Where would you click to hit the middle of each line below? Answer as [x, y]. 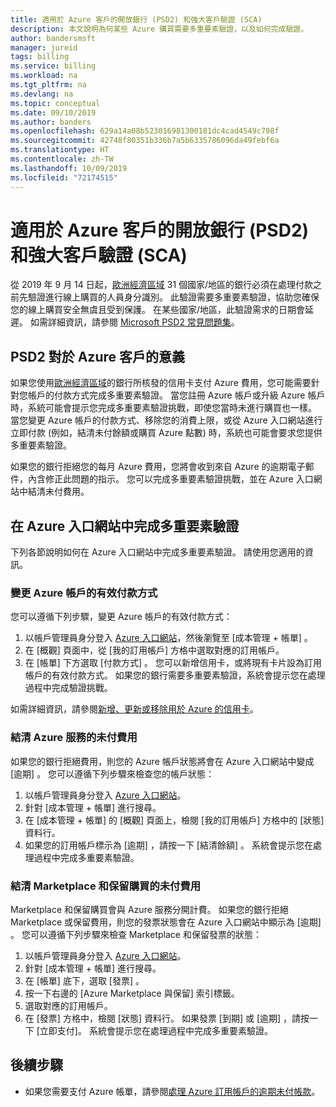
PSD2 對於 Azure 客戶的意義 [97, 356]
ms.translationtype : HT [60, 150]
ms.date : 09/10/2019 [53, 112]
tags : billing [40, 57]
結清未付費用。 [58, 492]
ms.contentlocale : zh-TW [62, 159]
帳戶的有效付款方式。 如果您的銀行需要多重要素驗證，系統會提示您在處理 [175, 675]
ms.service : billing [53, 66]
